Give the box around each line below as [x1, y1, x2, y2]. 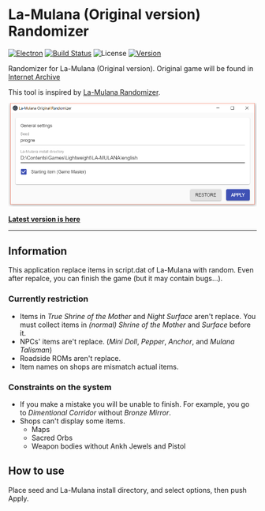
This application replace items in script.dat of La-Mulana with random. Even [8, 265, 254, 275]
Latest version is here [8, 214, 80, 224]
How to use [8, 464, 65, 478]
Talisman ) [19, 345, 53, 355]
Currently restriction [8, 294, 89, 305]
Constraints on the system [8, 381, 112, 393]
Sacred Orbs [31, 433, 73, 442]
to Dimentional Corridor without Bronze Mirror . [19, 408, 172, 417]
